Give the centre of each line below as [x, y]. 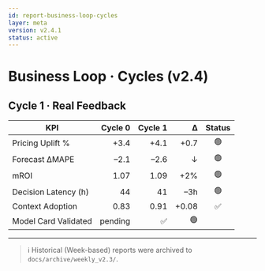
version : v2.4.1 [35, 30]
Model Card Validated [52, 220]
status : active [33, 38]
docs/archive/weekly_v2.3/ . [73, 259]
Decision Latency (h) [50, 192]
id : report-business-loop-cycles [63, 15]
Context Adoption [45, 206]
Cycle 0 [116, 128]
